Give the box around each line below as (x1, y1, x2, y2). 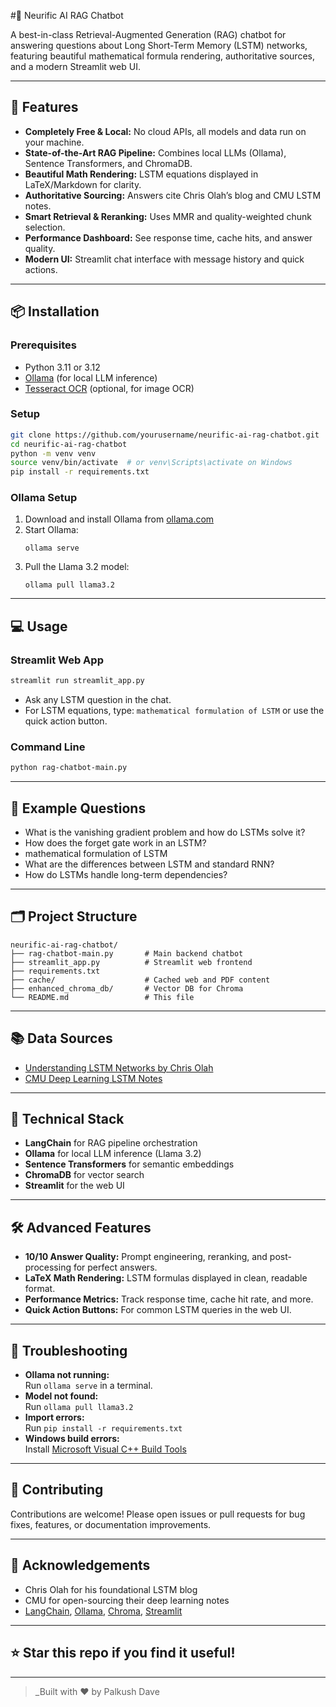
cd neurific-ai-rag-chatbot (10, 439, 128, 449)
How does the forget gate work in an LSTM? (24, 837, 207, 849)
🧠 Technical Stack (10, 1111, 125, 1128)
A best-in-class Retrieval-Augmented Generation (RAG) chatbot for (10, 29, 287, 40)
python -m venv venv (10, 448, 97, 459)
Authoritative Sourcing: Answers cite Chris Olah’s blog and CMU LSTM (24, 189, 322, 201)
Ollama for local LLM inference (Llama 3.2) (24, 1148, 202, 1160)
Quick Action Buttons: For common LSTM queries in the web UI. (24, 1304, 292, 1316)
